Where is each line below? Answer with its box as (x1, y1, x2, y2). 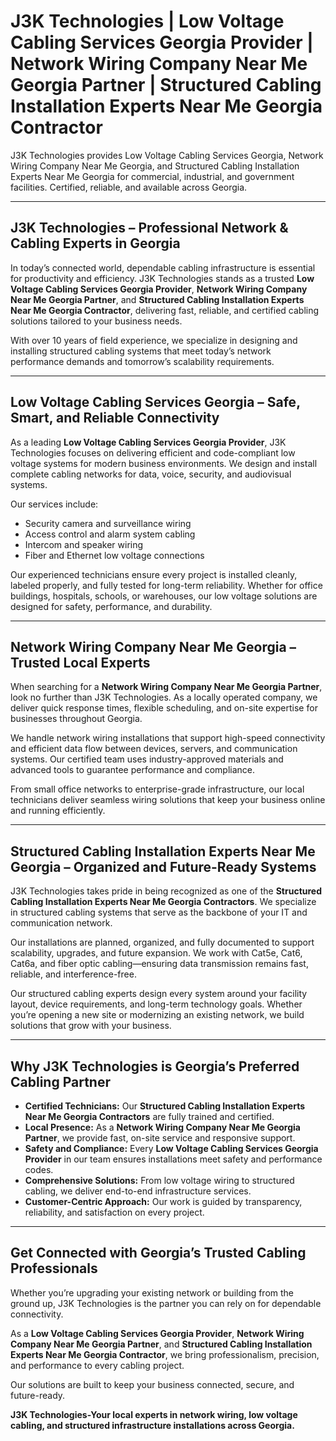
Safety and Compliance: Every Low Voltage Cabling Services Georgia (24, 1143, 319, 1154)
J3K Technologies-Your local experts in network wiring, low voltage (10, 1408, 298, 1420)
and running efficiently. (10, 805, 106, 817)
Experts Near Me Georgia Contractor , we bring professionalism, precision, (10, 1348, 320, 1360)
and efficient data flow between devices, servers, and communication (10, 743, 298, 755)
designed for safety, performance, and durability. (10, 600, 213, 612)
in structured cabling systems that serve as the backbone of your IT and (10, 906, 308, 919)
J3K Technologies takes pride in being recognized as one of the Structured (10, 885, 323, 897)
